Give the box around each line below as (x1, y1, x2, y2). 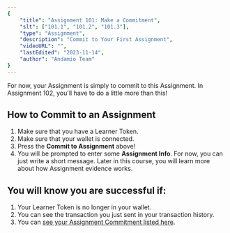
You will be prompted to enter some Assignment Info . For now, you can (17, 149, 223, 158)
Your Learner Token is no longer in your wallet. (17, 203, 152, 211)
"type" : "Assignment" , (20, 29, 86, 37)
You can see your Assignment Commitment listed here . (17, 218, 176, 227)
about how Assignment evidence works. (17, 165, 133, 173)
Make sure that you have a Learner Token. (17, 127, 139, 136)
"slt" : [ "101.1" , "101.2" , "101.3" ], (20, 23, 130, 30)
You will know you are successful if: (7, 184, 167, 196)
